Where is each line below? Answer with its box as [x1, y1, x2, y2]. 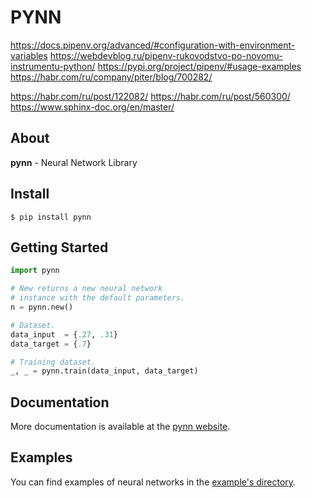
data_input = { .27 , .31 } [10, 329, 118, 340]
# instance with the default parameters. [10, 293, 186, 303]
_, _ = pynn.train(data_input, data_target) [10, 366, 199, 376]
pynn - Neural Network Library [10, 156, 138, 168]
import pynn [10, 266, 60, 276]
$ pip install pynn [10, 212, 92, 222]
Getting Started [10, 239, 109, 256]
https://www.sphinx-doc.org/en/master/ [10, 101, 175, 113]
